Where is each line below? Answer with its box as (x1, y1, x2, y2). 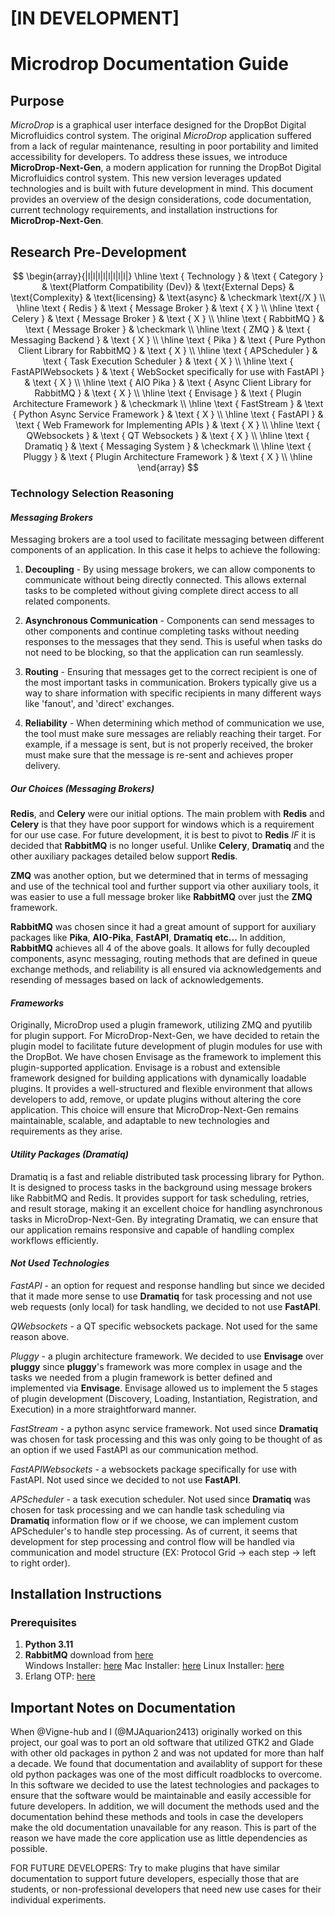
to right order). (10, 1557, 71, 1569)
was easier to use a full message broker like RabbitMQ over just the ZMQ (10, 891, 313, 903)
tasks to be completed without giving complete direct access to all (24, 585, 299, 597)
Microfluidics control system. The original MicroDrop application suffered (10, 130, 312, 142)
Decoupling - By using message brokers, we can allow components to (24, 563, 316, 576)
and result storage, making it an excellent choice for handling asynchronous (10, 1202, 323, 1214)
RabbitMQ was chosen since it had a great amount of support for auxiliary (10, 921, 317, 933)
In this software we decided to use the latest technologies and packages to (10, 1779, 320, 1791)
